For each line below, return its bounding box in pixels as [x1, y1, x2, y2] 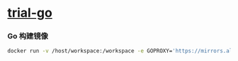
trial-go [7, 5, 53, 21]
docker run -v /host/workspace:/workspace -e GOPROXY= [7, 48, 173, 55]
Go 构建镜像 [7, 32, 48, 41]
